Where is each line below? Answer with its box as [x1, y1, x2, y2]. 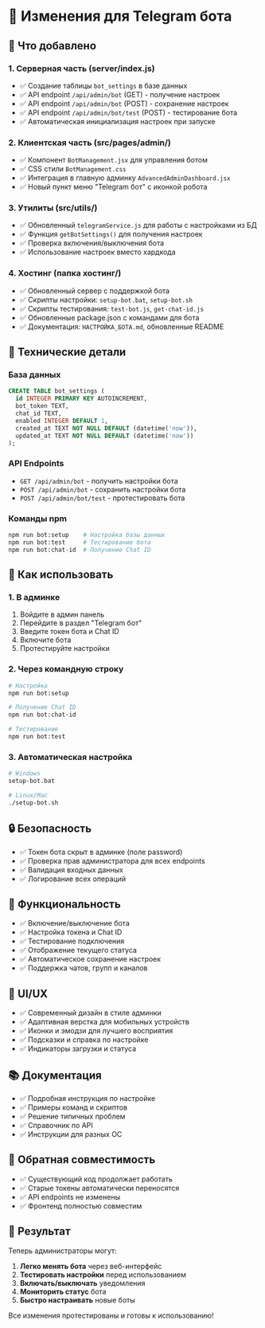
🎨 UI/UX [8, 987, 49, 1001]
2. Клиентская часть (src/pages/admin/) [8, 137, 171, 148]
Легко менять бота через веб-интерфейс [19, 1261, 162, 1271]
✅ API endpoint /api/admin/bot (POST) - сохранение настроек [19, 99, 229, 108]
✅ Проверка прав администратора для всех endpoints [19, 856, 205, 865]
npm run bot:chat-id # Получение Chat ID [8, 546, 151, 554]
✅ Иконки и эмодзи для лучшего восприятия [19, 1026, 173, 1036]
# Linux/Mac [8, 791, 48, 799]
